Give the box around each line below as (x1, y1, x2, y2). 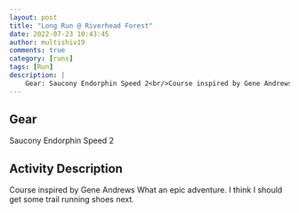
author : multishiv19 (9, 37, 86, 47)
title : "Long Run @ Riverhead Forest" (9, 21, 153, 30)
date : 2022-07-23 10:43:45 (9, 29, 109, 38)
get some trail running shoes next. (9, 194, 135, 205)
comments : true (9, 46, 66, 55)
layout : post (9, 12, 58, 22)
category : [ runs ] (9, 54, 74, 63)
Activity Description (9, 161, 123, 176)
